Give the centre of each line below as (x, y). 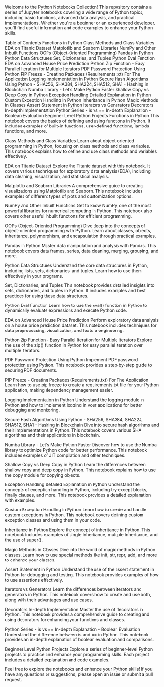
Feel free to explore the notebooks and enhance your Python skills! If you (79, 669)
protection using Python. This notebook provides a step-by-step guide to (79, 365)
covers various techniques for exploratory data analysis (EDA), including (78, 171)
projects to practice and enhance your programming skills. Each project (77, 654)
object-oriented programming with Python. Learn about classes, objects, (78, 231)
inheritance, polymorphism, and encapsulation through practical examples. (81, 236)
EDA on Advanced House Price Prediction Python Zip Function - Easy (75, 64)
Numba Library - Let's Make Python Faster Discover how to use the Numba (81, 445)
